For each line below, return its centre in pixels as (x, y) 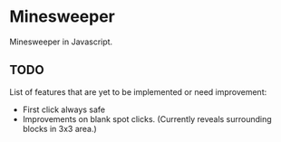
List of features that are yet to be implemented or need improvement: (138, 91)
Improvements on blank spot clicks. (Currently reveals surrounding (147, 118)
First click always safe (64, 109)
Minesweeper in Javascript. (61, 42)
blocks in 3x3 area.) (59, 128)
